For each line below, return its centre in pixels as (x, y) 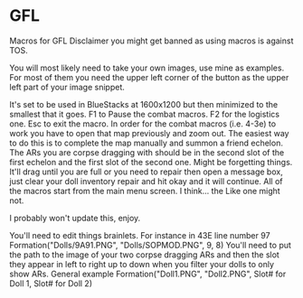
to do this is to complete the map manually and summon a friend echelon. (146, 143)
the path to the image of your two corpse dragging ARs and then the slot (145, 255)
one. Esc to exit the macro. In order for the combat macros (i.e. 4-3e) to (143, 124)
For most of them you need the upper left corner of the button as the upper (149, 77)
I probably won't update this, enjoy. (75, 218)
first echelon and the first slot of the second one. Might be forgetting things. (151, 162)
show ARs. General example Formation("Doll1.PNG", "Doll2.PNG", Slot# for (148, 274)
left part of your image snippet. (67, 87)
